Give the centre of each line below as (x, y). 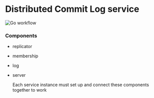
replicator (22, 47)
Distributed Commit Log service (72, 9)
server (19, 75)
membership (25, 56)
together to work (30, 90)
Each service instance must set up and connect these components (80, 85)
